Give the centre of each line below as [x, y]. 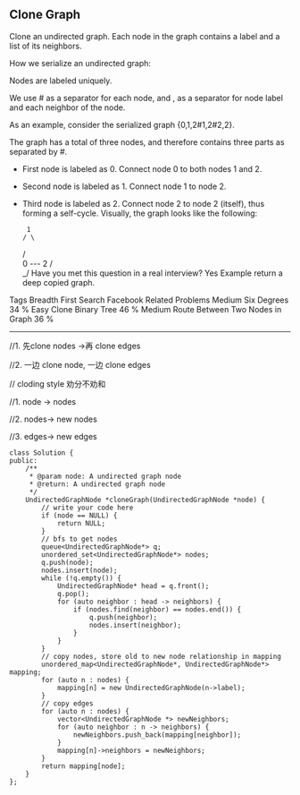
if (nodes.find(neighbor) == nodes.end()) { [157, 609]
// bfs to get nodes [79, 539]
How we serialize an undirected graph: [80, 63]
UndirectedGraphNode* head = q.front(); [133, 586]
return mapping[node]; [83, 766]
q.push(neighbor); [123, 617]
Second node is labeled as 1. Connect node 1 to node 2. [124, 186]
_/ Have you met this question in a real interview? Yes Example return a [152, 273]
